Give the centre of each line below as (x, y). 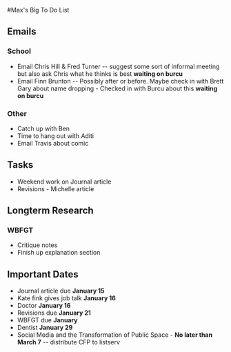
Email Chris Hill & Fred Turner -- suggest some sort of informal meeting (118, 66)
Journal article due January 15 (61, 291)
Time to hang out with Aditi (56, 136)
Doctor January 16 (44, 306)
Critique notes (37, 245)
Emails (22, 31)
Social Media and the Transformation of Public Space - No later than (114, 335)
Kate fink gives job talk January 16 (66, 298)
